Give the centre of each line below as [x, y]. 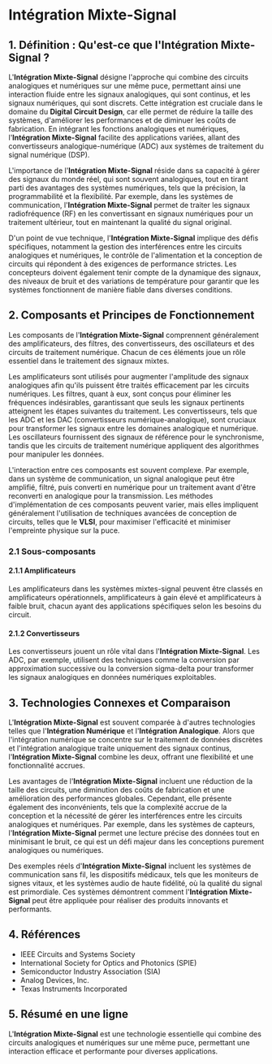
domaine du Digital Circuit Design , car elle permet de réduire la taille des [131, 112]
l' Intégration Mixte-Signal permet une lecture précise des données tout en [134, 833]
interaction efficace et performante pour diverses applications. [113, 1051]
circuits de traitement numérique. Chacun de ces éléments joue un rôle [127, 352]
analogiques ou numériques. [56, 850]
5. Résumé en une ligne [68, 1014]
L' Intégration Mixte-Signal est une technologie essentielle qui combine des [135, 1034]
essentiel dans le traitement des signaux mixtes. [89, 361]
